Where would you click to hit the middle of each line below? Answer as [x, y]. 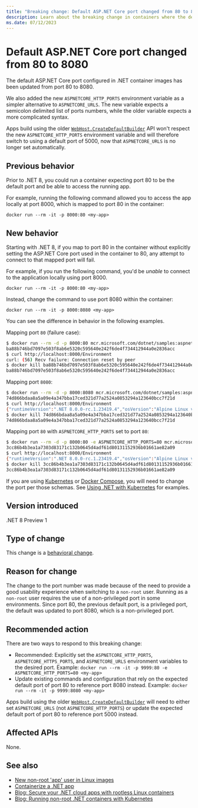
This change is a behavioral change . [50, 553]
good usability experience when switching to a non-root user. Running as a [97, 592]
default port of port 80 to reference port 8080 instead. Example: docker [101, 685]
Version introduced [42, 506]
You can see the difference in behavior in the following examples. [85, 321]
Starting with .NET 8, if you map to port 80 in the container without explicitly [98, 247]
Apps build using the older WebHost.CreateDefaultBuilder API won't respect [98, 129]
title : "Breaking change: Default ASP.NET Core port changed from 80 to [97, 12]
